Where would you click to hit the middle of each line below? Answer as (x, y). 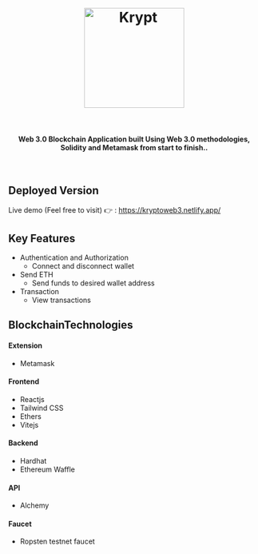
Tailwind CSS (42, 408)
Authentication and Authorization (74, 257)
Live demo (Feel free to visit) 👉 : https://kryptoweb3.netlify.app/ (115, 210)
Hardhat (33, 461)
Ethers (30, 416)
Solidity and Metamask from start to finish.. (134, 147)
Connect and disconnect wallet (83, 266)
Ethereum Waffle (48, 469)
